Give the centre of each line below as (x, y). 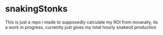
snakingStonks (36, 9)
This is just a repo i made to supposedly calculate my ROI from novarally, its (81, 22)
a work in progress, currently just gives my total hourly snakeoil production (81, 27)
